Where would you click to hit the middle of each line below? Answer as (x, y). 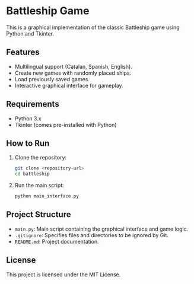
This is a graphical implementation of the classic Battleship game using (93, 27)
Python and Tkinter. (30, 33)
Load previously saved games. (52, 79)
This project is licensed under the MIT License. (63, 275)
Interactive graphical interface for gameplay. (69, 85)
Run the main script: (39, 186)
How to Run (28, 143)
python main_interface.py (47, 196)
